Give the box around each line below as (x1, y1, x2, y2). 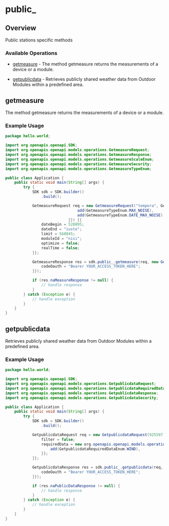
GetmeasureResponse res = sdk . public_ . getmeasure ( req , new (32, 259, 158, 265)
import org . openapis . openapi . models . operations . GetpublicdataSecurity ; (5, 395, 158, 400)
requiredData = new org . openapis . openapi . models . (41, 442, 147, 447)
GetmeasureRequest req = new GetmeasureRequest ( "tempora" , (32, 203, 158, 208)
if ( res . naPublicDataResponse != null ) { (32, 483, 121, 488)
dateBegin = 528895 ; (41, 222, 84, 227)
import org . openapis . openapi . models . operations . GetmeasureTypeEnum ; (5, 166, 152, 171)
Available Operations (5, 49, 58, 57)
